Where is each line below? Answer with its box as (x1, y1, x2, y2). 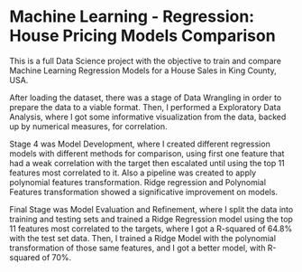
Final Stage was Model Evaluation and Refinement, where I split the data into (9, 203, 294, 214)
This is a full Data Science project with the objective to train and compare (9, 55, 282, 66)
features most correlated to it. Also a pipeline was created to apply (9, 167, 257, 178)
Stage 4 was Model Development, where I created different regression (9, 138, 270, 149)
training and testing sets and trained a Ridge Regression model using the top (9, 213, 293, 224)
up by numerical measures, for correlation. (9, 120, 169, 132)
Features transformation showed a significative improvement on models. (9, 186, 278, 197)
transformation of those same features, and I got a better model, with (9, 242, 266, 253)
